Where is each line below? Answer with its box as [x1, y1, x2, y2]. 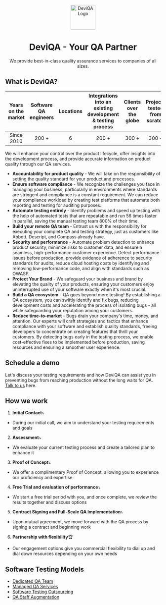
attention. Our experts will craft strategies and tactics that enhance [12, 318, 149, 324]
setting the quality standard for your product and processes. [12, 176, 135, 182]
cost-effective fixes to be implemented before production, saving [12, 339, 145, 345]
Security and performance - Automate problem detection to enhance [12, 239, 155, 245]
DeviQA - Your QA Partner [29, 42, 137, 53]
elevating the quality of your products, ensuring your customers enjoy [12, 281, 155, 287]
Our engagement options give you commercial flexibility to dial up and [12, 546, 155, 551]
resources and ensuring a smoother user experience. [12, 344, 121, 350]
